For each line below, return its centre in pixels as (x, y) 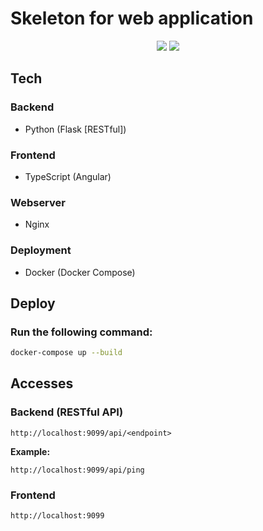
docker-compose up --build (66, 353)
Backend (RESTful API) (67, 412)
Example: (30, 451)
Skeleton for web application (132, 18)
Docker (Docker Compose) (80, 272)
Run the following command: (81, 332)
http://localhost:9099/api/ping (77, 470)
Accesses (42, 383)
